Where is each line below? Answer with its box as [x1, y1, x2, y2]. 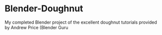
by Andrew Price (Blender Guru [4, 24, 69, 30]
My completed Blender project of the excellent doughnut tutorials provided [4, 19, 157, 25]
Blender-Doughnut [4, 3, 84, 14]
